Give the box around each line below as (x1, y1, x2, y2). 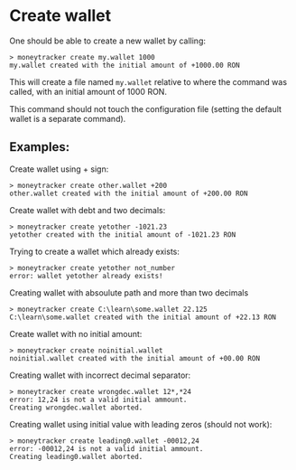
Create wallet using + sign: (9, 164, 109, 174)
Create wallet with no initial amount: (9, 328, 143, 339)
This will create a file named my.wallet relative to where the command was (9, 76, 287, 87)
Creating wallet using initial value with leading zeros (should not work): (9, 418, 273, 429)
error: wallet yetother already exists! (9, 271, 164, 280)
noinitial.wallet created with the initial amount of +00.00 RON (9, 353, 260, 362)
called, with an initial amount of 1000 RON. (9, 86, 167, 97)
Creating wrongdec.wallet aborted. (9, 403, 143, 412)
